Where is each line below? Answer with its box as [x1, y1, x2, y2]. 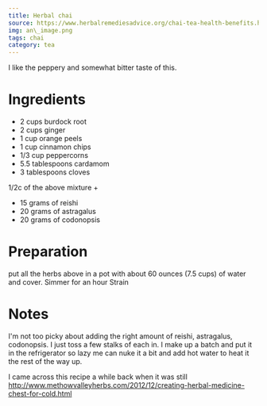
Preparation [8, 243, 88, 261]
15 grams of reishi [19, 198, 79, 208]
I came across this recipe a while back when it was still [8, 372, 188, 381]
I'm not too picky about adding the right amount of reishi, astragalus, [8, 331, 233, 341]
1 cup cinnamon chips [19, 142, 91, 151]
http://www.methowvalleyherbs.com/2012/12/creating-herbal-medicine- [8, 380, 245, 389]
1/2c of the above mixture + [8, 183, 99, 193]
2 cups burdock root [19, 117, 87, 127]
